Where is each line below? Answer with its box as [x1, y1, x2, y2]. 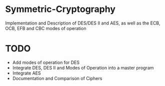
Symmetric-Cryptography [5, 3, 116, 15]
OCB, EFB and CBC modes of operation [5, 25, 86, 31]
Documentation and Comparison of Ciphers [12, 75, 102, 81]
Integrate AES [12, 70, 41, 76]
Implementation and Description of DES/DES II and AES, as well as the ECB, [5, 20, 161, 26]
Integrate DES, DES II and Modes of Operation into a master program [12, 64, 154, 70]
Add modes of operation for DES [12, 59, 80, 65]
